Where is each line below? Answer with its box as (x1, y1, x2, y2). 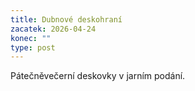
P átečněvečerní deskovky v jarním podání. (10, 70, 186, 82)
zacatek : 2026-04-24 (10, 24, 97, 34)
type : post (10, 42, 56, 53)
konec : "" (10, 33, 52, 43)
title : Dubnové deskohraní (10, 14, 123, 25)
